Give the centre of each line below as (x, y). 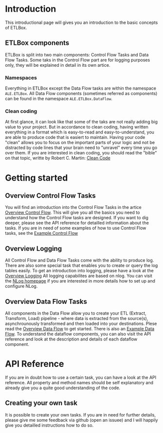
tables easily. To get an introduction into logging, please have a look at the (80, 271)
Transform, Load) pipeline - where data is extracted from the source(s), (77, 318)
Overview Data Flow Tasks (46, 301)
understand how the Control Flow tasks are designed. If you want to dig (77, 218)
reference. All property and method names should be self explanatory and (79, 382)
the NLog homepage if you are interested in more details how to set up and (80, 281)
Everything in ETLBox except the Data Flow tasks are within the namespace (81, 88)
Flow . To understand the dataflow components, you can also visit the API (78, 334)
